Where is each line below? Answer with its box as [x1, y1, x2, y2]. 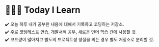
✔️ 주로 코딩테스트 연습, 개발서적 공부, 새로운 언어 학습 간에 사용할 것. [5, 29, 137, 35]
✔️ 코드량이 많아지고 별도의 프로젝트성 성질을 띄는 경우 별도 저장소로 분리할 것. [5, 36, 155, 42]
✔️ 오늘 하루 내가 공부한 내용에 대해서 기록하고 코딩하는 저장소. [5, 21, 124, 27]
